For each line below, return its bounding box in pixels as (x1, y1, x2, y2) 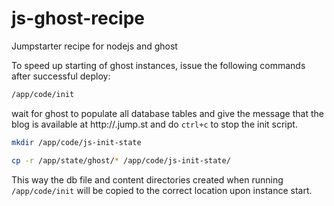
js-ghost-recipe (11, 7, 146, 30)
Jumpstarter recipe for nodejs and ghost (11, 40, 178, 52)
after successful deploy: (11, 70, 111, 82)
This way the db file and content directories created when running (11, 173, 284, 186)
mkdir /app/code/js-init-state (11, 137, 142, 147)
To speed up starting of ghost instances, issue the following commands (11, 59, 306, 71)
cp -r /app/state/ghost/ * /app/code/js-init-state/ (11, 155, 231, 166)
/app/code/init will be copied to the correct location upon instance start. (11, 184, 313, 196)
